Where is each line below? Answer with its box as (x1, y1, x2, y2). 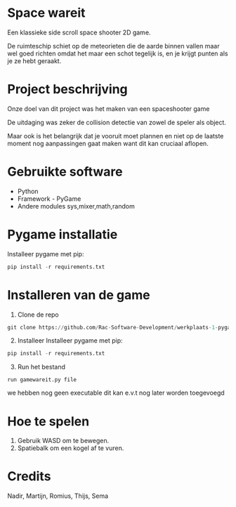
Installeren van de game (7, 287, 150, 303)
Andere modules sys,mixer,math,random (17, 202, 135, 210)
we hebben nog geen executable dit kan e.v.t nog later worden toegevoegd (7, 388, 225, 397)
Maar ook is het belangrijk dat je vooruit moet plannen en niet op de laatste (7, 131, 224, 140)
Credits (7, 468, 51, 485)
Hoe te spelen (7, 413, 90, 429)
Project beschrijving (7, 81, 128, 98)
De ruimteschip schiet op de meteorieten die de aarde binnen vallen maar (7, 41, 220, 50)
